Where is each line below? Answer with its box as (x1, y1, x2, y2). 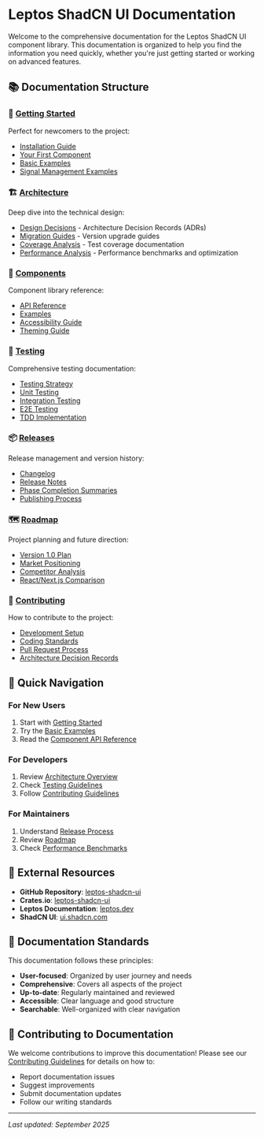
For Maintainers (8, 808, 70, 819)
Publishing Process (19, 494, 82, 503)
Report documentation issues (19, 1072, 115, 1082)
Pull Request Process (19, 645, 89, 654)
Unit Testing (19, 387, 59, 397)
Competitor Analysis (19, 567, 86, 576)
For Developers (8, 755, 68, 766)
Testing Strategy (19, 378, 73, 388)
